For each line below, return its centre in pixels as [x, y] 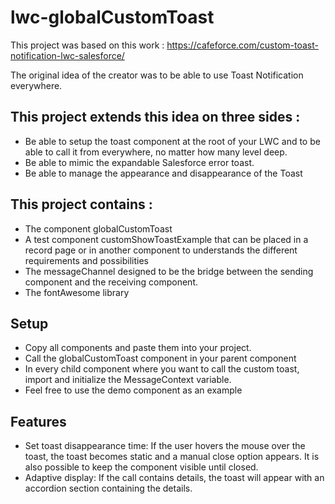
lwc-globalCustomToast [112, 17]
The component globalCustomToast [98, 228]
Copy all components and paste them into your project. [138, 348]
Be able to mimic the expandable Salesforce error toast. [139, 162]
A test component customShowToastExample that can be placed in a [166, 239]
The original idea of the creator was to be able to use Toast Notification [157, 75]
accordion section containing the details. [108, 488]
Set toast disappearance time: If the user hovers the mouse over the [165, 446]
